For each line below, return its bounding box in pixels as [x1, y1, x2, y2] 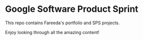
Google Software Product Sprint [5, 3, 139, 15]
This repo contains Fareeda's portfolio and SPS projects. [5, 20, 120, 26]
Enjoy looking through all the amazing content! [5, 29, 100, 35]
